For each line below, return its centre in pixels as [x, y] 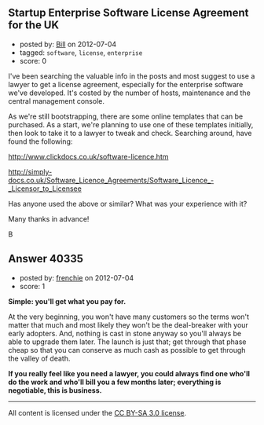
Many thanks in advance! [49, 218]
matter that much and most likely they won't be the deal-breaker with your [128, 324]
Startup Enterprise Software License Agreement [128, 13]
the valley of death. [39, 358]
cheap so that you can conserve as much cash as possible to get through [127, 350]
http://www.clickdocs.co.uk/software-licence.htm [88, 156]
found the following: [40, 141]
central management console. [56, 101]
